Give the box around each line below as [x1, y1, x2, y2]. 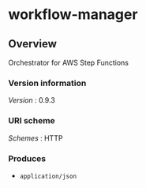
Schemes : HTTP [8, 133, 63, 143]
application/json [19, 172, 77, 180]
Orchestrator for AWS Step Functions [8, 58, 129, 67]
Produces [8, 152, 46, 164]
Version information [8, 77, 87, 88]
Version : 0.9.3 [8, 96, 55, 105]
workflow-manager [8, 6, 138, 24]
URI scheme [8, 115, 55, 126]
